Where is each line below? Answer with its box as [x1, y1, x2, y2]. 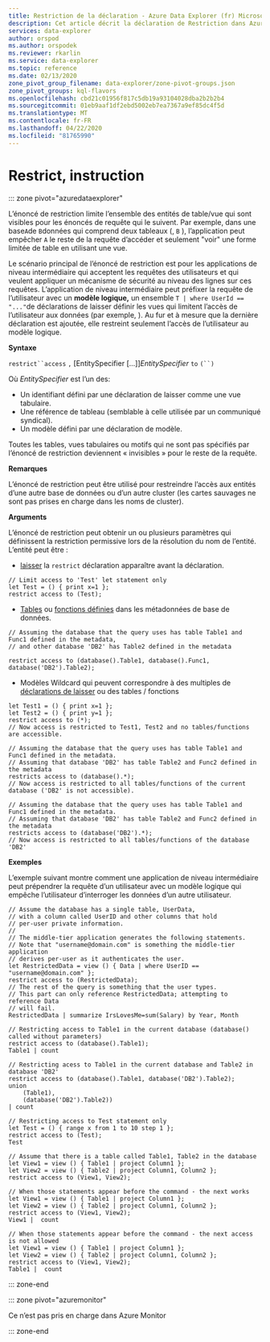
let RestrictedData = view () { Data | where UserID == [8, 962, 199, 970]
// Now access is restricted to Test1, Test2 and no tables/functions [8, 723, 250, 731]
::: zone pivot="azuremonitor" [8, 1294, 107, 1304]
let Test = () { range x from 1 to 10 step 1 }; [8, 1124, 174, 1132]
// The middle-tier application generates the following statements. [8, 933, 247, 941]
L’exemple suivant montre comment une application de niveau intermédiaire [8, 872, 259, 883]
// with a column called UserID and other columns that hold [8, 912, 218, 920]
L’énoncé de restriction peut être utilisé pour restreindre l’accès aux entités [8, 479, 256, 488]
